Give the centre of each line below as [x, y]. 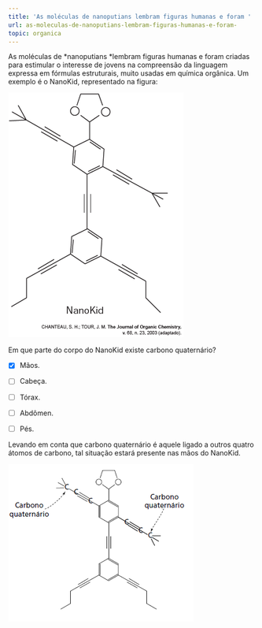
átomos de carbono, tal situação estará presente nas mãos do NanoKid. [125, 452]
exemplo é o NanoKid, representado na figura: [83, 82]
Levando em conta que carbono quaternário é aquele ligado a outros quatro [131, 444]
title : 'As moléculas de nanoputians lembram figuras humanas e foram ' [130, 17]
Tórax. [30, 397]
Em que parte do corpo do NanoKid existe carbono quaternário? [112, 350]
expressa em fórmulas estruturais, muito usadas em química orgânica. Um [129, 73]
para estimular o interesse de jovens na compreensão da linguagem [118, 65]
